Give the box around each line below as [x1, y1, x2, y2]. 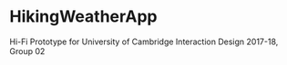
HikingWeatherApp [9, 6, 158, 27]
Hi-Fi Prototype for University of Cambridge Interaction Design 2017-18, [9, 36, 279, 47]
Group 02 [9, 45, 46, 56]
